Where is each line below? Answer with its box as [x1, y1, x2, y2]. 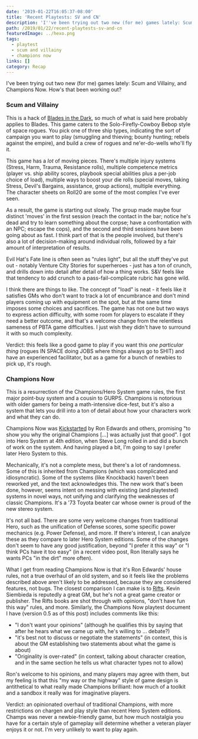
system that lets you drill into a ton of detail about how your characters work [6, 407, 192, 414]
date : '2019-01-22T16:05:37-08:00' [6, 8, 94, 15]
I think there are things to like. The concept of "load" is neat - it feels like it [6, 286, 187, 293]
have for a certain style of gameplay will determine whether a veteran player [6, 719, 192, 727]
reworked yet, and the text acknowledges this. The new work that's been [6, 480, 183, 487]
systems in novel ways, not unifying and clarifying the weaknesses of [6, 492, 175, 500]
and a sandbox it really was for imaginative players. [6, 689, 131, 696]
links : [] [6, 58, 31, 64]
